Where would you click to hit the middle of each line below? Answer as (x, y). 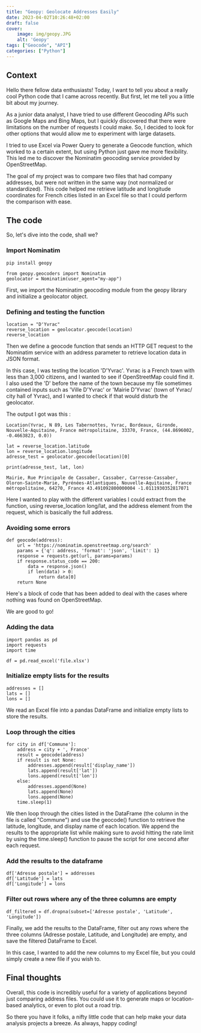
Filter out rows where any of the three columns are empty (91, 899)
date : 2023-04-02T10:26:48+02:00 (48, 17)
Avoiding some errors (38, 528)
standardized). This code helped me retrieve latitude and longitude (88, 189)
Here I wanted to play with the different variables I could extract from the (96, 499)
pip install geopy (29, 263)
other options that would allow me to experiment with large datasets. (91, 134)
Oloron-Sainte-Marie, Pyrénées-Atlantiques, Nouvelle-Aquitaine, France (99, 483)
